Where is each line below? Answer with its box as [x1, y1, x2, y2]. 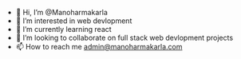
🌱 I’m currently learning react [15, 25, 112, 33]
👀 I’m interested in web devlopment [15, 16, 132, 26]
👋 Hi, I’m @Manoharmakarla [15, 8, 108, 17]
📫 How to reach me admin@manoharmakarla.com [15, 42, 183, 51]
